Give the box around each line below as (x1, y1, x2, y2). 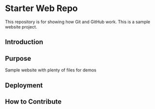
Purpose (5, 54, 31, 63)
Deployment (5, 81, 43, 89)
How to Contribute (5, 97, 62, 106)
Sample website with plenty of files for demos (5, 67, 97, 73)
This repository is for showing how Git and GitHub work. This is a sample (5, 19, 151, 25)
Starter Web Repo (5, 3, 78, 14)
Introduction (5, 38, 44, 46)
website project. (5, 24, 37, 29)
